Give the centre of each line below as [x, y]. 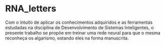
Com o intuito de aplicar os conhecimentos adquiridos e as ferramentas [79, 22]
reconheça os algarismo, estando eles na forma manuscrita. [67, 38]
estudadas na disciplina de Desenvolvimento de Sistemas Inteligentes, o [79, 27]
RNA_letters [31, 9]
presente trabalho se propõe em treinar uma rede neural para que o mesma [83, 33]
